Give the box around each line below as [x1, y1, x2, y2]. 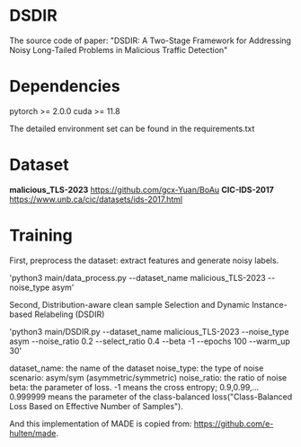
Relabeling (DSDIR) [34, 309, 105, 320]
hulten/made [9, 427, 57, 438]
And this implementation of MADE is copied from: [9, 418, 192, 429]
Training [9, 225, 74, 245]
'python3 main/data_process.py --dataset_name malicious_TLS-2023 [9, 272, 267, 283]
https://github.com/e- [193, 418, 274, 429]
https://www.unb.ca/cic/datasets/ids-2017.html [9, 194, 182, 205]
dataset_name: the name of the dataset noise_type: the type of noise [9, 363, 264, 373]
